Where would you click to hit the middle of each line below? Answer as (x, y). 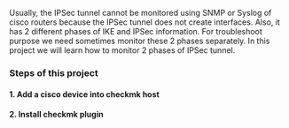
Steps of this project (54, 72)
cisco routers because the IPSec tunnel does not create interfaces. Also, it (145, 22)
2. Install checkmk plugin (56, 115)
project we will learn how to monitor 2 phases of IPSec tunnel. (122, 50)
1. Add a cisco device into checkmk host (84, 94)
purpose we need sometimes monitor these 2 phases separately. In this (140, 41)
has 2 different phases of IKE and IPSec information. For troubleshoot (136, 31)
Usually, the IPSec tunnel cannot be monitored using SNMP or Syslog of (141, 13)
